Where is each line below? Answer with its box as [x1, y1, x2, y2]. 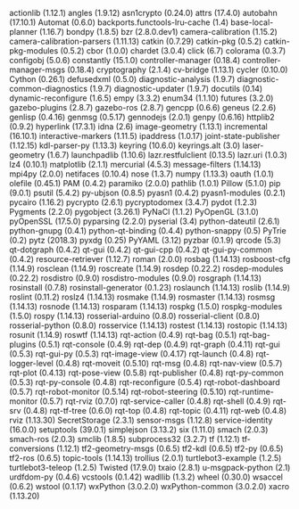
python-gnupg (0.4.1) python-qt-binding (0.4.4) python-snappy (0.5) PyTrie [9, 226, 287, 235]
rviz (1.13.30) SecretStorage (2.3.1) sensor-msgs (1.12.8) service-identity [9, 415, 273, 425]
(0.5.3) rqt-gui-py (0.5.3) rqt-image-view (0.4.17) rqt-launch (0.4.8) [9, 349, 254, 359]
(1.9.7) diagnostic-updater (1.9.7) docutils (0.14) [88, 84, 263, 94]
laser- [242, 140, 264, 151]
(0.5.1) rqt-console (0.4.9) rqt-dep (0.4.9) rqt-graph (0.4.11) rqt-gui [37, 339, 281, 349]
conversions [9, 443, 55, 454]
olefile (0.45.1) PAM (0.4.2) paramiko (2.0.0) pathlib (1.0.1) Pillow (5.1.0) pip [9, 178, 281, 188]
